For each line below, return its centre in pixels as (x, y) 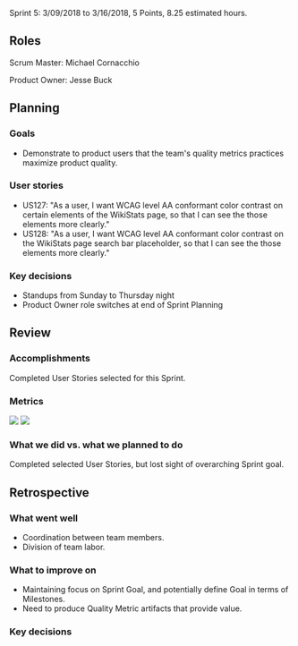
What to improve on (53, 570)
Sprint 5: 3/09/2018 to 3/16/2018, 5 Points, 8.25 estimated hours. (128, 13)
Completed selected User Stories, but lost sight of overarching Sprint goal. (147, 464)
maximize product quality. (70, 162)
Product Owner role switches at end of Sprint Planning (123, 305)
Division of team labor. (64, 547)
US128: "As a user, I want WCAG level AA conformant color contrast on (153, 234)
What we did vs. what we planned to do (96, 445)
